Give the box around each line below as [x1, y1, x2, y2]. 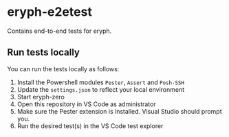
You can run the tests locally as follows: [7, 64, 120, 73]
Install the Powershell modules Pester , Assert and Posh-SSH [17, 78, 184, 86]
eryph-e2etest [7, 4, 93, 20]
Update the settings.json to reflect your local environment [17, 85, 185, 93]
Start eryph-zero [17, 92, 65, 101]
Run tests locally [7, 47, 80, 58]
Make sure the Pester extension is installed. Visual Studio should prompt [17, 107, 222, 115]
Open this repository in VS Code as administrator [17, 100, 156, 108]
